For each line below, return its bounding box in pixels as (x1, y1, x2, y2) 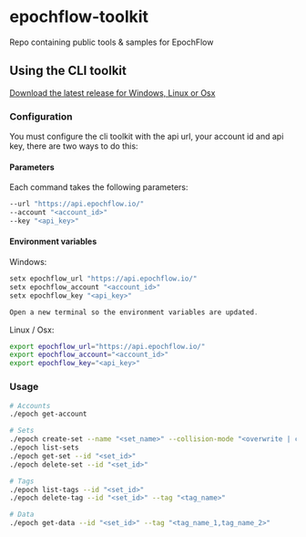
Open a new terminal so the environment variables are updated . (9, 308, 259, 317)
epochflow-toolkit (9, 6, 148, 27)
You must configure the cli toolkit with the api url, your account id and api (9, 131, 284, 142)
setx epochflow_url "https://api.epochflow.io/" (9, 274, 198, 284)
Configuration (9, 110, 73, 122)
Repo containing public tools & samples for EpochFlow (9, 37, 214, 47)
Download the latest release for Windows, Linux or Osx (9, 87, 216, 98)
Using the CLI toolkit (9, 63, 127, 79)
